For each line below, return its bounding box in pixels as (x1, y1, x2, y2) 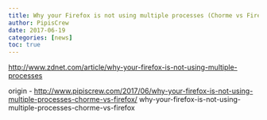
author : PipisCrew (8, 19, 69, 27)
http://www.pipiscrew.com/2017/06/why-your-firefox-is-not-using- (33, 86, 253, 96)
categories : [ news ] (8, 33, 73, 42)
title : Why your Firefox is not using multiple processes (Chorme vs (8, 11, 244, 20)
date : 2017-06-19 (8, 26, 66, 34)
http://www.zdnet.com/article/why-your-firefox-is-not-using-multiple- (8, 62, 238, 72)
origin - (8, 86, 33, 96)
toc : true (8, 41, 41, 49)
